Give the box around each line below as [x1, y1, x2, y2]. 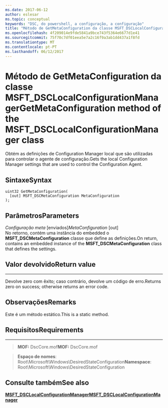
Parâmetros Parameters [5, 211, 79, 220]
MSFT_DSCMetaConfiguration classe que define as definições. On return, [5, 235, 158, 241]
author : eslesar [5, 12, 39, 17]
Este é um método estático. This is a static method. [5, 311, 109, 317]
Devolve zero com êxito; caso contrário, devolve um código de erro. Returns [5, 278, 161, 284]
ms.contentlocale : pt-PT [5, 44, 57, 49]
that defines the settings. [5, 246, 56, 252]
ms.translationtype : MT [5, 40, 55, 45]
